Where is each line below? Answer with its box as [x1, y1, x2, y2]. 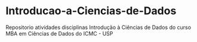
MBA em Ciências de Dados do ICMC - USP [5, 30, 113, 37]
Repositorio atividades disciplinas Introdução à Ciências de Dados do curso [5, 24, 192, 31]
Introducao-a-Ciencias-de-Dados [5, 4, 177, 18]
